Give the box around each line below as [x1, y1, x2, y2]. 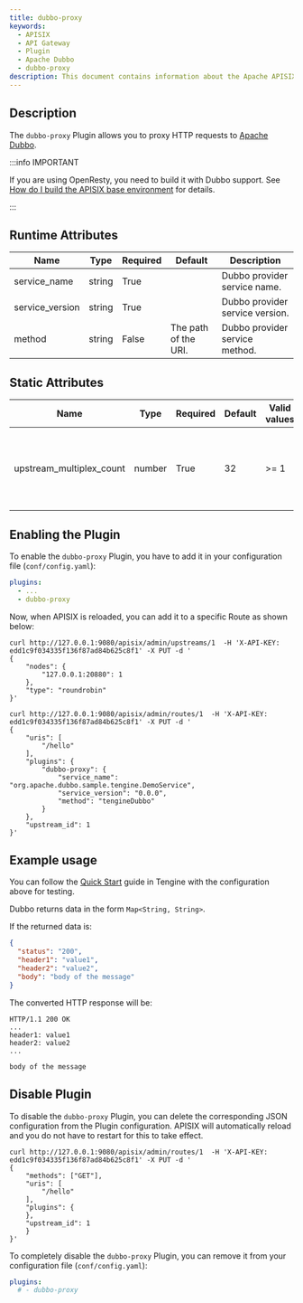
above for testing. [9, 886, 75, 897]
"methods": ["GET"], [25, 1171, 103, 1180]
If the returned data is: [9, 921, 93, 932]
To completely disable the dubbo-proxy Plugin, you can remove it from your [9, 1250, 287, 1261]
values [265, 413, 295, 426]
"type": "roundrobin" [25, 685, 106, 694]
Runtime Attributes [9, 227, 119, 242]
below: [9, 620, 34, 631]
